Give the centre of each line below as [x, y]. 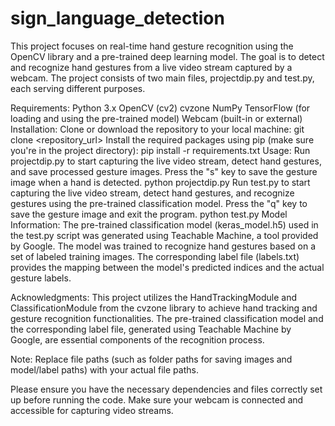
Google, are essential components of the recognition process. [137, 339]
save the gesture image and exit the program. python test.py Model [149, 214]
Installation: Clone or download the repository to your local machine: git [157, 129]
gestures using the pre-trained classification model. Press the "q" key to [159, 203]
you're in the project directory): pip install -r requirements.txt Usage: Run [160, 150]
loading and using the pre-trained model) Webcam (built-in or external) [156, 118]
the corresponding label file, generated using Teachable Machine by [151, 329]
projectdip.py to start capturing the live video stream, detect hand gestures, [166, 161]
